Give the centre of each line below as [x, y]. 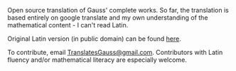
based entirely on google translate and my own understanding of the [108, 18]
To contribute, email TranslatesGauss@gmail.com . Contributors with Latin [115, 52]
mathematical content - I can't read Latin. [68, 25]
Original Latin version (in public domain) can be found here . [94, 39]
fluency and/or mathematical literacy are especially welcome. [97, 60]
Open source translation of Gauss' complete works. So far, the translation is [118, 10]
